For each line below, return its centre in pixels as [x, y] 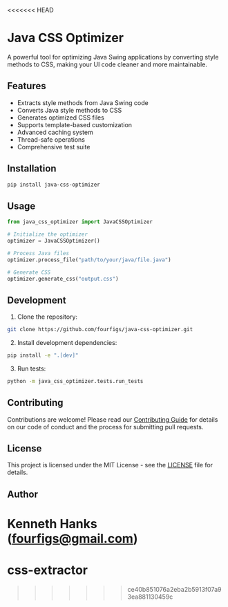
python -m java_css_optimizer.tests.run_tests [75, 381]
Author [22, 494]
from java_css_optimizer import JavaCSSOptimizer [80, 222]
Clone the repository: [47, 317]
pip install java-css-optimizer [54, 185]
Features [27, 86]
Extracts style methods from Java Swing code [83, 102]
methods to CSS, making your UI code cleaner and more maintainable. [107, 64]
